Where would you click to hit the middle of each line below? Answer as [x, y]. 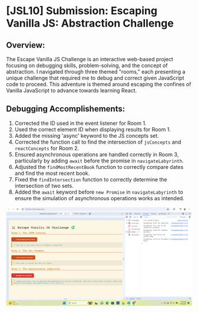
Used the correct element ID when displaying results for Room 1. [93, 129]
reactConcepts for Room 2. [47, 148]
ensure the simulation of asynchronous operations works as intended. [99, 198]
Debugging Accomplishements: [66, 109]
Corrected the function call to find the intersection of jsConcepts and [98, 142]
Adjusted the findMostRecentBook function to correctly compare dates [99, 167]
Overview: [26, 45]
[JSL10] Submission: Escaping [82, 11]
